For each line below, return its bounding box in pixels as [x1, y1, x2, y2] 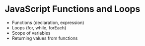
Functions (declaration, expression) [11, 20, 84, 25]
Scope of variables [11, 30, 51, 36]
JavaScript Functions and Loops [4, 3, 141, 15]
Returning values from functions [11, 35, 78, 41]
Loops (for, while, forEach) [11, 24, 67, 30]
